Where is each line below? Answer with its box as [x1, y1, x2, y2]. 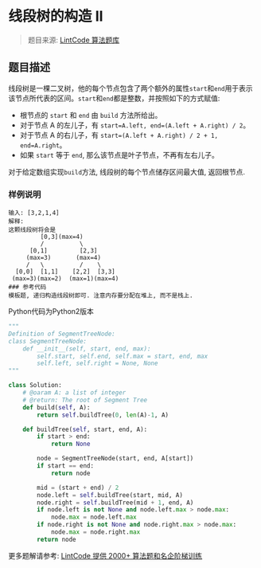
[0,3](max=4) [40, 233, 84, 241]
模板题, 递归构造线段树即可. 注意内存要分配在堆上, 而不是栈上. [8, 292, 193, 300]
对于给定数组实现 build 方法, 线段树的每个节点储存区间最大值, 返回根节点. [8, 166, 245, 176]
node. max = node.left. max [50, 513, 137, 522]
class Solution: [8, 382, 62, 390]
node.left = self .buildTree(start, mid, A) [37, 491, 183, 499]
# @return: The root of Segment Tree [22, 396, 148, 404]
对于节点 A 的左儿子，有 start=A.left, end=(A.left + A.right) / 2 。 [19, 120, 251, 130]
